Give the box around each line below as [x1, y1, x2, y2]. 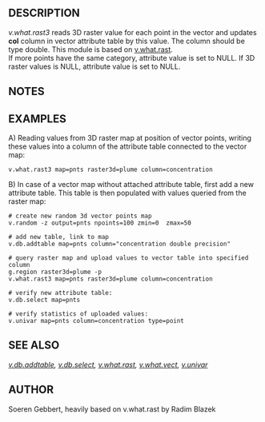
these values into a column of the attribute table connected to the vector [8, 141, 247, 151]
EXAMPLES [8, 112, 66, 125]
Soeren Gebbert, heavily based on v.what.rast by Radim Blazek [8, 404, 216, 414]
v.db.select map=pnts [8, 296, 81, 305]
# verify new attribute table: [8, 289, 113, 297]
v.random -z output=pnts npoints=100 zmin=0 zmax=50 [8, 219, 192, 227]
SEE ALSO [8, 339, 60, 352]
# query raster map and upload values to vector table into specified [8, 254, 249, 262]
